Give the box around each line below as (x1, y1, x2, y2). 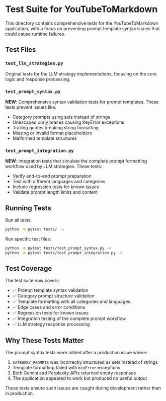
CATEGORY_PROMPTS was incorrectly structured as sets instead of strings (12, 359, 158, 365)
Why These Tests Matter (5, 336, 84, 345)
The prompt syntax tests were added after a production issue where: (5, 350, 147, 356)
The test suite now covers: (5, 278, 60, 284)
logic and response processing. (5, 76, 70, 82)
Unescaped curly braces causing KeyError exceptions (12, 119, 125, 125)
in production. (5, 390, 34, 396)
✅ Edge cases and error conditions (12, 304, 86, 310)
